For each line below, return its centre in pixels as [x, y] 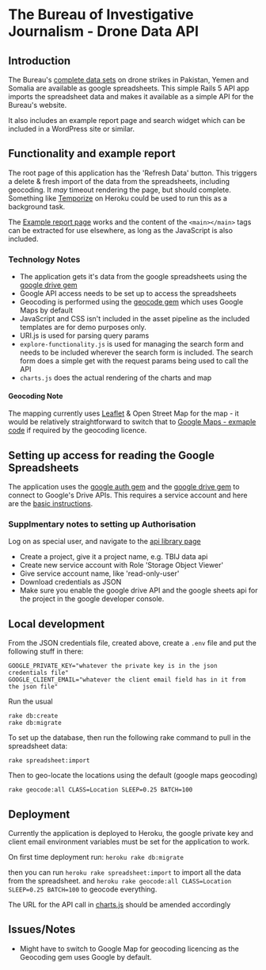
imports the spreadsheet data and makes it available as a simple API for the [131, 96]
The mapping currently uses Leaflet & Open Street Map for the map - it [123, 413]
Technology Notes [44, 259]
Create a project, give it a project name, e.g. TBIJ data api [114, 557]
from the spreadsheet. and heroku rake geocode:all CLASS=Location [120, 881]
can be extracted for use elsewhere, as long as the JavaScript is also [121, 230]
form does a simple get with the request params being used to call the [134, 361]
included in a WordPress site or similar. [71, 129]
